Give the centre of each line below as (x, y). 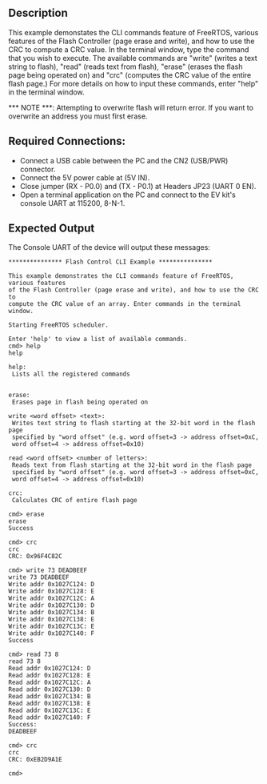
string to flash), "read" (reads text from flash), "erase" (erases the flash (126, 66)
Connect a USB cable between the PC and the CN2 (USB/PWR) (124, 160)
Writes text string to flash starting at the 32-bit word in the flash (133, 424)
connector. (38, 169)
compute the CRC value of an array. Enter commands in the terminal (125, 304)
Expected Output (52, 229)
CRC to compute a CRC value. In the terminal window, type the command (129, 49)
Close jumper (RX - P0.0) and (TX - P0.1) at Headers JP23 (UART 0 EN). (138, 186)
